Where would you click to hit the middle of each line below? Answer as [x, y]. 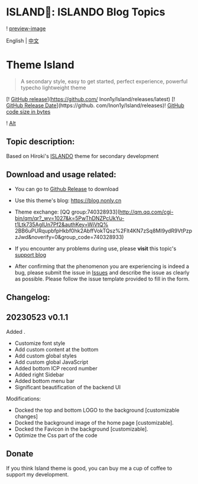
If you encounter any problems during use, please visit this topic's [95, 249]
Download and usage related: [61, 175]
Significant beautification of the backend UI [68, 387]
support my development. [38, 474]
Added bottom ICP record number [56, 368]
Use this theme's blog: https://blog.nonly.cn [68, 200]
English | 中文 [23, 40]
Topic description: [40, 142]
